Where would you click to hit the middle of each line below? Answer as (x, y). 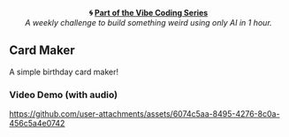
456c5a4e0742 (37, 124)
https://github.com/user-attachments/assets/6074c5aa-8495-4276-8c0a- (144, 114)
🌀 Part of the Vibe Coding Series (148, 13)
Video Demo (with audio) (64, 95)
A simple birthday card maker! (64, 72)
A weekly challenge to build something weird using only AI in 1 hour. (148, 23)
